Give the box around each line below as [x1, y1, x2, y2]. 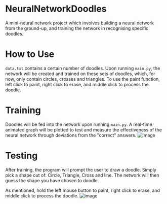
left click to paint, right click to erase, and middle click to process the [5, 81, 149, 87]
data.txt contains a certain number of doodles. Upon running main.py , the [5, 65, 160, 71]
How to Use [5, 49, 55, 60]
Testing [5, 150, 38, 161]
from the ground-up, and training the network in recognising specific [5, 25, 149, 31]
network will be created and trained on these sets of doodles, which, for [5, 71, 155, 77]
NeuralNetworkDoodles [5, 3, 107, 15]
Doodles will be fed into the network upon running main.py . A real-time [5, 121, 153, 127]
